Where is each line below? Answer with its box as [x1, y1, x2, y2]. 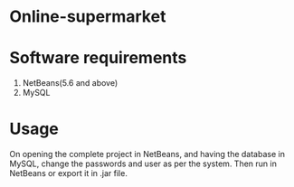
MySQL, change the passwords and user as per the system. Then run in [9, 158, 278, 169]
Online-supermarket [9, 6, 166, 27]
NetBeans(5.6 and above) [22, 78, 119, 89]
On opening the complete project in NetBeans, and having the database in [9, 149, 285, 160]
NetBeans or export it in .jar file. [9, 168, 128, 179]
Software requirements [9, 48, 187, 69]
